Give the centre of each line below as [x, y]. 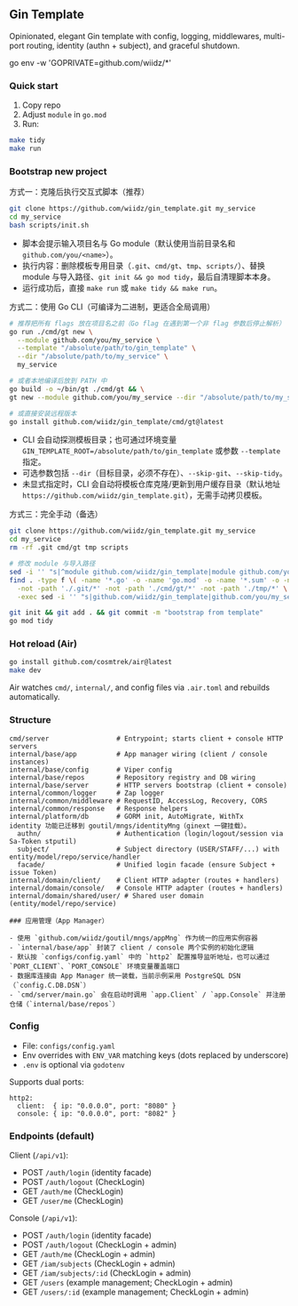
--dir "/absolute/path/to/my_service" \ [93, 357]
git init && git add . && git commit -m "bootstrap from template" [137, 613]
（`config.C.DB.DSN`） [50, 985]
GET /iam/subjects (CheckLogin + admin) [98, 1264]
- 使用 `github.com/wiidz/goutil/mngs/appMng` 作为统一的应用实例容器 [134, 938]
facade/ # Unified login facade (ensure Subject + [146, 865]
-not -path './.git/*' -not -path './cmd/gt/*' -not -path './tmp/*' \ [153, 589]
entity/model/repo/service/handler [75, 857]
